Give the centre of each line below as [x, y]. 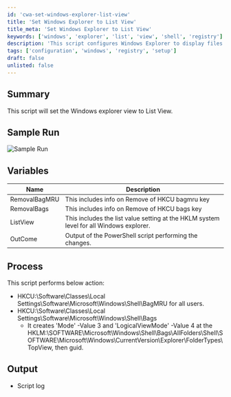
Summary [29, 94]
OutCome [24, 239]
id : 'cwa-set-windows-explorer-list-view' [69, 14]
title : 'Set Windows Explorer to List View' [72, 22]
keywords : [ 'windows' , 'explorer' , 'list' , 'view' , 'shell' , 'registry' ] [115, 37]
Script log [31, 385]
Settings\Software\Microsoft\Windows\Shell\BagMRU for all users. [111, 304]
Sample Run [33, 132]
